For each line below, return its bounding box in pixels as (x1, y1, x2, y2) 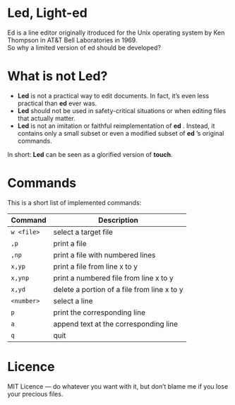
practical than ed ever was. (17, 99, 97, 107)
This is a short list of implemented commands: (7, 198, 142, 206)
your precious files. (7, 389, 64, 398)
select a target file (53, 227, 113, 237)
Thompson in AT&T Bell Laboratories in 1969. (7, 35, 138, 44)
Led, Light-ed (7, 5, 88, 21)
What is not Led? (7, 69, 108, 84)
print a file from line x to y (53, 262, 138, 271)
